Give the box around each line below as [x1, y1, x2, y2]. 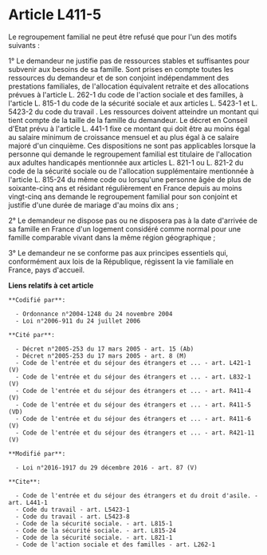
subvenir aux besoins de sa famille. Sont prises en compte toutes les [8, 64, 234, 73]
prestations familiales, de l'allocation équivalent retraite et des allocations [8, 81, 249, 91]
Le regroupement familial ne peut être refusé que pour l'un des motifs [8, 32, 238, 42]
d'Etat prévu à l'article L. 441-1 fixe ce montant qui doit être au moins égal [8, 124, 250, 133]
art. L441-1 [8, 498, 48, 506]
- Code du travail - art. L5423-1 [15, 505, 130, 513]
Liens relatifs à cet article [8, 280, 94, 290]
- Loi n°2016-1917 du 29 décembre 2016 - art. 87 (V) [15, 463, 198, 472]
